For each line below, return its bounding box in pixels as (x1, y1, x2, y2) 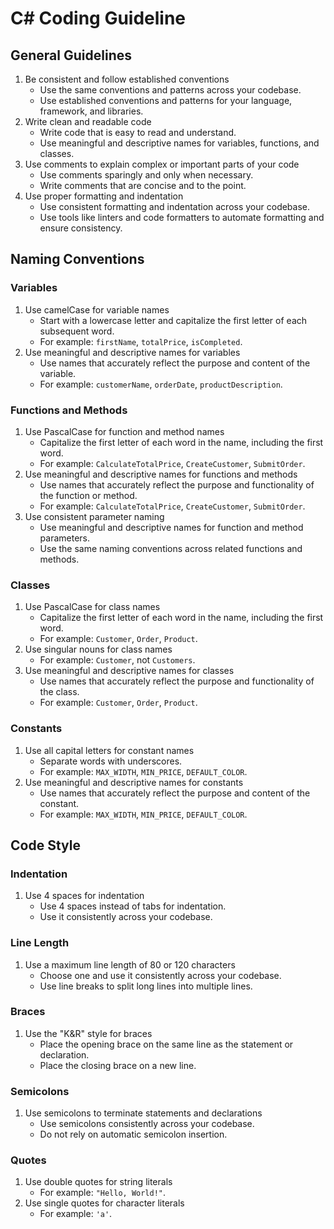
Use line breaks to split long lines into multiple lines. (39, 980, 253, 992)
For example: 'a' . (39, 1208, 113, 1220)
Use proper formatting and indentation (24, 190, 184, 202)
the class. (39, 686, 80, 698)
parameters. (39, 532, 91, 544)
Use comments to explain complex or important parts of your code (24, 158, 300, 170)
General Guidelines (10, 47, 132, 64)
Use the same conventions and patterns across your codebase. (39, 84, 302, 96)
